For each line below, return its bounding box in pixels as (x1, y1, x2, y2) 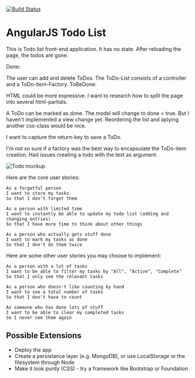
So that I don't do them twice (6, 241, 83, 248)
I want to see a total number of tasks (6, 289, 104, 295)
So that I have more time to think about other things (6, 221, 143, 227)
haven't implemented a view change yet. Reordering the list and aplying (6, 116, 179, 123)
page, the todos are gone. (6, 52, 69, 59)
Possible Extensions (6, 330, 82, 340)
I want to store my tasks (6, 190, 69, 196)
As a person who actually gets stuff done (6, 231, 111, 237)
